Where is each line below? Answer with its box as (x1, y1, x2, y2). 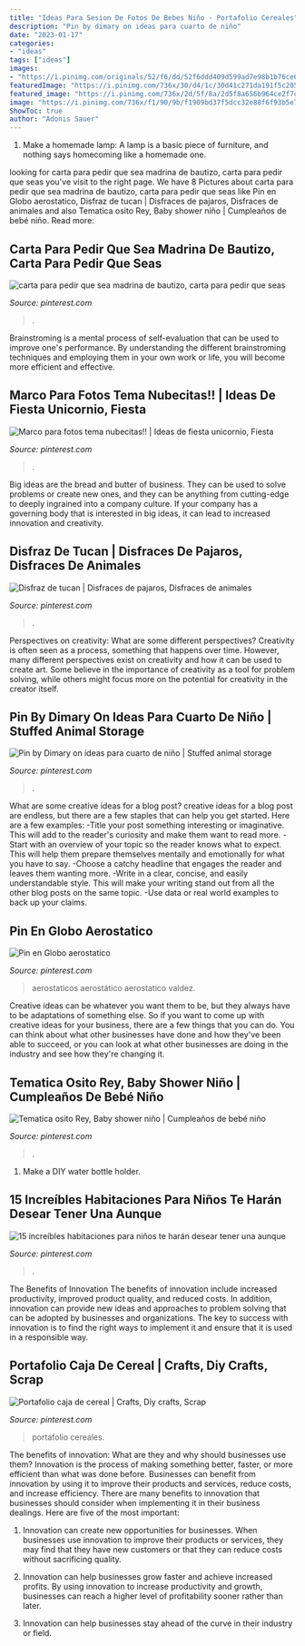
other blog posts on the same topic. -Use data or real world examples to (9, 887, 279, 898)
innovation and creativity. (9, 517, 104, 528)
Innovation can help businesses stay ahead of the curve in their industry (22, 1618, 293, 1629)
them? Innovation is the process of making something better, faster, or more (9, 1459, 293, 1470)
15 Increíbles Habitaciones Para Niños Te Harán (9, 1192, 282, 1208)
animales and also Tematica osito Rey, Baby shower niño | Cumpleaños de (9, 205, 288, 216)
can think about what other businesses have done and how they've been (9, 1029, 281, 1040)
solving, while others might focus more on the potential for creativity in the (9, 673, 289, 684)
